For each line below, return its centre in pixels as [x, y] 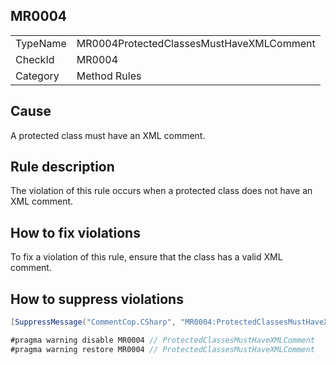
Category [37, 76]
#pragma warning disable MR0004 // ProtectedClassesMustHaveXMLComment [162, 340]
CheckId [35, 59]
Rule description [62, 167]
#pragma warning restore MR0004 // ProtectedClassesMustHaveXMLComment [162, 349]
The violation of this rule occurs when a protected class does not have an [161, 191]
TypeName [41, 43]
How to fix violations [75, 232]
